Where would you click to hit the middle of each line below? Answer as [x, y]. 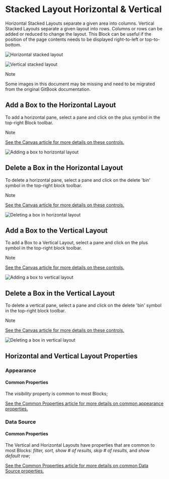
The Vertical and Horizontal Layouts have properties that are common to [80, 445]
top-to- [152, 39]
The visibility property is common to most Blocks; [57, 393]
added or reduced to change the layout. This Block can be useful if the [78, 34]
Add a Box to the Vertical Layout [57, 230]
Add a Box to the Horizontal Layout [61, 105]
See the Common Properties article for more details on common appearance [84, 403]
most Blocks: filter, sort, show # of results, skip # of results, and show [77, 450]
